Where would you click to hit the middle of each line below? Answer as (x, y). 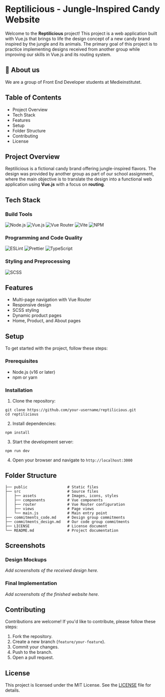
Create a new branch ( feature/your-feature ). (59, 642)
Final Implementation (31, 583)
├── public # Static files (52, 487)
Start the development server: (43, 442)
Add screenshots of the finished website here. (52, 594)
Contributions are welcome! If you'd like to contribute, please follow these (81, 622)
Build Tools (19, 214)
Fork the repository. (32, 637)
